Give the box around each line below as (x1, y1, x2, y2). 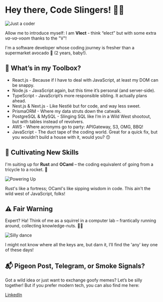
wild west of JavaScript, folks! (5, 191, 66, 196)
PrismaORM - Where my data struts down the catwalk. (12, 108, 122, 114)
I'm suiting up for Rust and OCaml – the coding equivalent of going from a (5, 161, 154, 167)
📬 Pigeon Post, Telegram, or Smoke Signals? (5, 261, 145, 270)
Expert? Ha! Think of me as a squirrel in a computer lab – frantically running (5, 217, 157, 224)
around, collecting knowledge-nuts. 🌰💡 (5, 223, 84, 229)
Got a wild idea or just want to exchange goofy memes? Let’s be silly (5, 277, 143, 283)
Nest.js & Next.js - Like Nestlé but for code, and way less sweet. (12, 103, 141, 109)
